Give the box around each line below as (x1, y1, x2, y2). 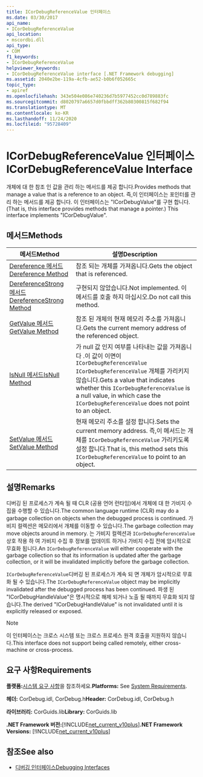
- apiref (6, 88, 28, 94)
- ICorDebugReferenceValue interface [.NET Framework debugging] (6, 71, 174, 77)
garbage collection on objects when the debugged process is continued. (6, 515, 187, 522)
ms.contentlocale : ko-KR (6, 110, 69, 116)
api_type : (6, 43, 31, 49)
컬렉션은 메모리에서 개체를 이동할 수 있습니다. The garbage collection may (17, 522, 194, 529)
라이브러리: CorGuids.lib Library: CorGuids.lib (6, 708, 117, 715)
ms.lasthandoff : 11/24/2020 (6, 115, 77, 122)
